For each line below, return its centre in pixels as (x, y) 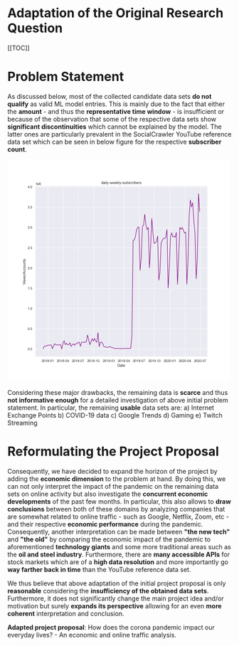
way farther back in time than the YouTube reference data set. (99, 569)
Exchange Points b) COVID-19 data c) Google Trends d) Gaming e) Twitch (115, 415)
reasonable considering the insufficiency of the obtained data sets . (108, 591)
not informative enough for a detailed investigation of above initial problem (118, 400)
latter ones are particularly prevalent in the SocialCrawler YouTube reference (119, 134)
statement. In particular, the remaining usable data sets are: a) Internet (111, 408)
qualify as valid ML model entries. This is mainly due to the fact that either (116, 104)
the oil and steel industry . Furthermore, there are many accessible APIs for (118, 554)
